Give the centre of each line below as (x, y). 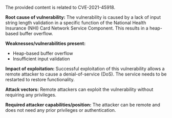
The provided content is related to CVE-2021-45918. (60, 7)
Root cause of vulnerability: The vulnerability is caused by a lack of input (83, 17)
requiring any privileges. (31, 95)
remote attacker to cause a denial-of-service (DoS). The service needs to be (86, 74)
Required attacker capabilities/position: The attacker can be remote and (83, 105)
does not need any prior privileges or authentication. (61, 110)
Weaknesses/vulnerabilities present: (46, 43)
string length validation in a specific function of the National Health (76, 23)
